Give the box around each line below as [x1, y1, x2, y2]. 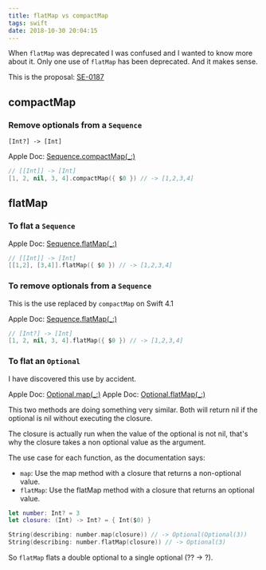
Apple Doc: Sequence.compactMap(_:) [8, 152, 135, 161]
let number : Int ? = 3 [8, 509, 80, 517]
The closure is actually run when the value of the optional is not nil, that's [8, 429, 248, 438]
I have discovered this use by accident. [8, 374, 137, 383]
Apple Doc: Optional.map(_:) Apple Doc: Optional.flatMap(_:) [8, 389, 205, 399]
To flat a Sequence [8, 220, 76, 232]
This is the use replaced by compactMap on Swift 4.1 [8, 299, 174, 308]
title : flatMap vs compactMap [8, 11, 109, 20]
